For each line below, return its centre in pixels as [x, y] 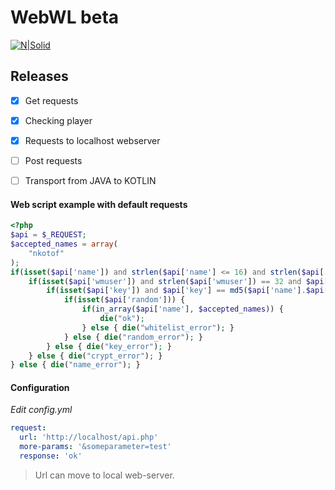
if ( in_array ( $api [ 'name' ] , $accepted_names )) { [182, 309]
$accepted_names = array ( [64, 244]
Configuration [40, 387]
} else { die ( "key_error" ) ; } [109, 346]
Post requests [53, 160]
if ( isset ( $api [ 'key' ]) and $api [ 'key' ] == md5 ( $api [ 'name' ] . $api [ [187, 291]
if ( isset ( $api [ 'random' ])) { [124, 300]
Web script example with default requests [99, 204]
